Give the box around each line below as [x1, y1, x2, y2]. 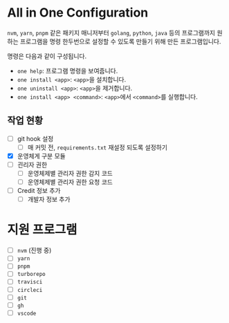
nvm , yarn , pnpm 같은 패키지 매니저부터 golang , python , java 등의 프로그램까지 [7, 28, 216, 37]
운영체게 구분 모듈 [17, 151, 66, 160]
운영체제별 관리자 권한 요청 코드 [27, 178, 113, 186]
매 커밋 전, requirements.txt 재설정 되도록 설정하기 [27, 143, 168, 151]
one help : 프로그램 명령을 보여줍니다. [17, 66, 118, 75]
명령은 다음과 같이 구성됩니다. [7, 52, 87, 60]
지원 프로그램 [7, 222, 77, 238]
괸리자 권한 [17, 160, 48, 169]
